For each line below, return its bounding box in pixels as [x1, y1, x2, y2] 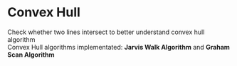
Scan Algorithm [7, 50, 55, 59]
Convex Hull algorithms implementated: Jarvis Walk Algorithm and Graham [7, 43, 230, 51]
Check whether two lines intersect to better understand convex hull [7, 28, 205, 36]
